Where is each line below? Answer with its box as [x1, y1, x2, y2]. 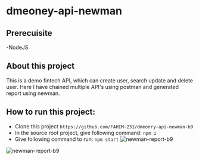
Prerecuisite [6, 28, 52, 38]
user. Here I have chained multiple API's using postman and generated [6, 83, 179, 90]
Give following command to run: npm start [14, 136, 119, 143]
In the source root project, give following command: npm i [14, 129, 157, 136]
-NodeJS [6, 44, 29, 51]
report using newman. [6, 90, 61, 97]
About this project [6, 61, 75, 71]
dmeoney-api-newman [6, 4, 122, 18]
